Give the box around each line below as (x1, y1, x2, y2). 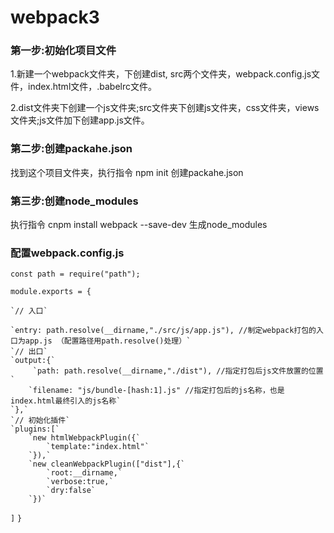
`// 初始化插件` (10, 416, 71, 426)
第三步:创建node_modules (10, 194, 139, 208)
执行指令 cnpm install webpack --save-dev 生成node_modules (10, 219, 268, 231)
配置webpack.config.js (10, 246, 125, 260)
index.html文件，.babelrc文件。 (27, 81, 158, 93)
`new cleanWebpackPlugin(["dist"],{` (28, 459, 186, 470)
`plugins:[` (10, 424, 60, 435)
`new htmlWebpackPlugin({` (28, 433, 141, 443)
